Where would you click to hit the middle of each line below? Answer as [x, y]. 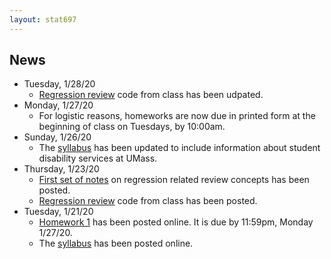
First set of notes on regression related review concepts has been [174, 180]
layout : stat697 [43, 19]
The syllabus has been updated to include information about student [179, 148]
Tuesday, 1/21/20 [58, 212]
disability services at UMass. [98, 158]
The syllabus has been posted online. [116, 243]
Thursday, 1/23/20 [61, 169]
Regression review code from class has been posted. [148, 201]
